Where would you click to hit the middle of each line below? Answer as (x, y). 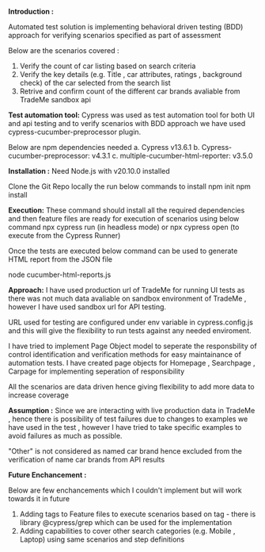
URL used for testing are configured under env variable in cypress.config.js (131, 322)
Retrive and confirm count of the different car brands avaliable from (130, 91)
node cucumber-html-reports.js (60, 274)
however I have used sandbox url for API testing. (87, 307)
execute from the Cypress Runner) (64, 236)
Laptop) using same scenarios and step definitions (102, 539)
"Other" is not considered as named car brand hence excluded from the (125, 451)
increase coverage (39, 395)
